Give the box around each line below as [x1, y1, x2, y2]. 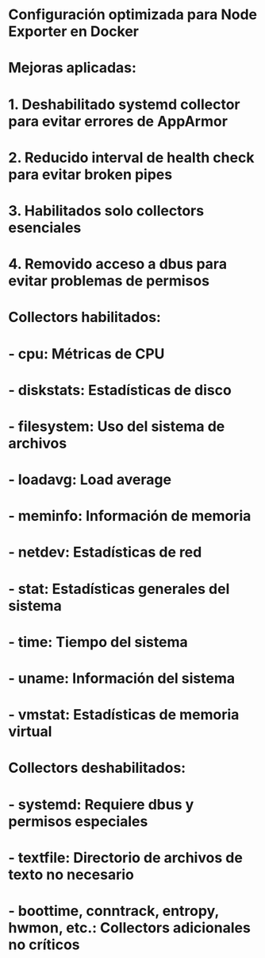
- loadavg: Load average [8, 471, 172, 489]
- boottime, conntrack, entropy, [8, 902, 220, 920]
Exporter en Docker [8, 22, 140, 41]
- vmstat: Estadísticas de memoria [8, 706, 240, 724]
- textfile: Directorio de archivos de [8, 848, 244, 867]
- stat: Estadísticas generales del [8, 580, 230, 598]
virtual [8, 723, 52, 741]
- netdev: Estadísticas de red [8, 543, 202, 561]
